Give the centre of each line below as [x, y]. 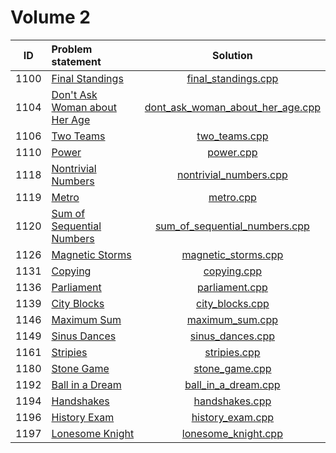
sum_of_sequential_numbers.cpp [232, 226]
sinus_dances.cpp [232, 336]
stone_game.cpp [232, 368]
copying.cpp [233, 271]
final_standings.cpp [232, 78]
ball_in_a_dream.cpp [232, 384]
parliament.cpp [232, 287]
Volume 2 [50, 17]
